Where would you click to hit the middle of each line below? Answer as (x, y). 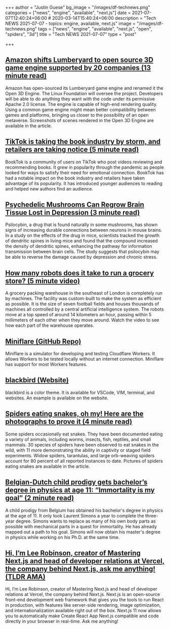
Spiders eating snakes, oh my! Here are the (74, 414)
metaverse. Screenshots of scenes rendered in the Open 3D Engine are (80, 120)
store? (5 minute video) (42, 281)
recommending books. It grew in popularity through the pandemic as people (85, 167)
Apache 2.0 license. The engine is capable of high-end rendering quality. (81, 104)
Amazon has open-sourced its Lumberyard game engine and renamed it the (84, 88)
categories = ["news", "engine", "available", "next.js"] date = (68, 13)
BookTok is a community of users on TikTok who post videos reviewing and (84, 162)
